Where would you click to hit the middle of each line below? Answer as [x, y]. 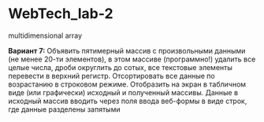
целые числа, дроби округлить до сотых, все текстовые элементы [120, 67]
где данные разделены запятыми [64, 109]
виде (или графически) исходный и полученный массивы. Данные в [123, 92]
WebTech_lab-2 [61, 14]
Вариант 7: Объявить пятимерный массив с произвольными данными [127, 50]
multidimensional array [45, 35]
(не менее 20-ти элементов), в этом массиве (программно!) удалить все [132, 59]
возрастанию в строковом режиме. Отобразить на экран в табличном [127, 84]
